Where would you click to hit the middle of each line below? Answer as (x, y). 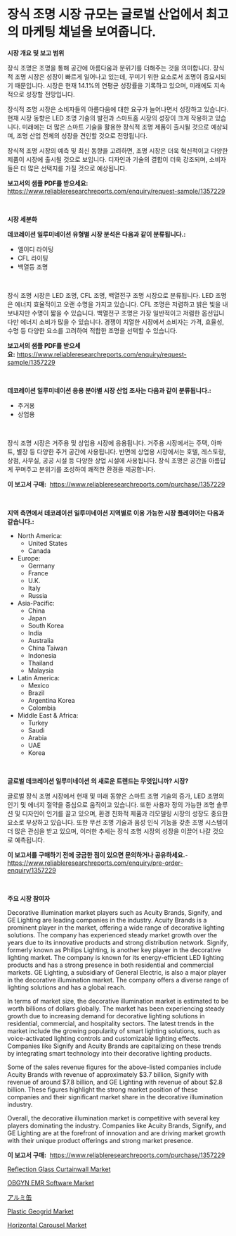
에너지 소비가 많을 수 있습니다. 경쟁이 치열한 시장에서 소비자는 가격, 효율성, (122, 322)
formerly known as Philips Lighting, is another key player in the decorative (114, 950)
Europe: (29, 558)
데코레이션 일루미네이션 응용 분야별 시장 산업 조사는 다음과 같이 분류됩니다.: (110, 390)
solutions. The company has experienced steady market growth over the (112, 935)
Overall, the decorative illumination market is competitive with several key (113, 1118)
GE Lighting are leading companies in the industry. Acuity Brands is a (107, 920)
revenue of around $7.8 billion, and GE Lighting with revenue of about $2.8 (115, 1082)
